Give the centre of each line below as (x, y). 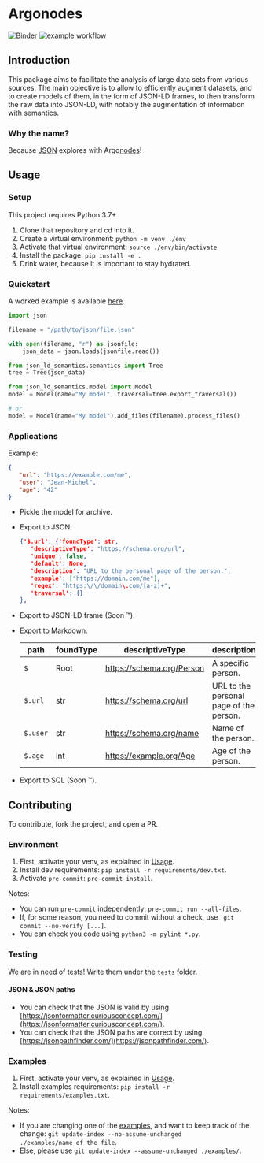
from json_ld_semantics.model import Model (81, 387)
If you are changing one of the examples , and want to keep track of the (134, 1126)
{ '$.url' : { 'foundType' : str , (69, 542)
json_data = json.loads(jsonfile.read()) (91, 351)
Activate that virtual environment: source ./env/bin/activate (118, 247)
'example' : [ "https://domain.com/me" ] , (95, 578)
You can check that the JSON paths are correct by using (111, 1032)
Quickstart (29, 284)
